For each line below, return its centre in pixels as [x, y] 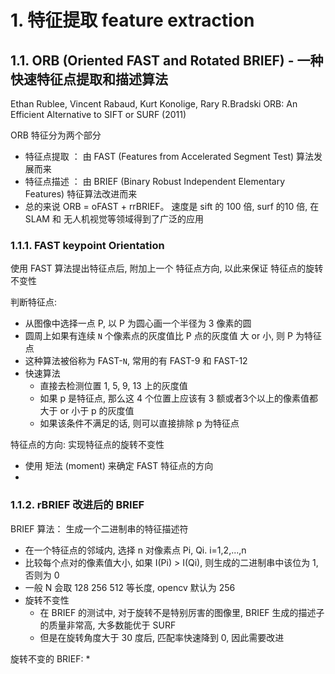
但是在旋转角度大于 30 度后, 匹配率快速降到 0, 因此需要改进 [162, 637]
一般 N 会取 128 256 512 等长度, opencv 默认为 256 [130, 587]
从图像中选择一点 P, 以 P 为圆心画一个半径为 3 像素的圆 [138, 323]
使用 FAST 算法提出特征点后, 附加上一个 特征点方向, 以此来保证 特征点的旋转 [167, 268]
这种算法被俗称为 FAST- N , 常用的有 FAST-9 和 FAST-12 [136, 361]
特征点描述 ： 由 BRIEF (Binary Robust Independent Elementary [155, 181]
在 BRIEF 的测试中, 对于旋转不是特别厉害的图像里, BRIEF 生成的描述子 [182, 612]
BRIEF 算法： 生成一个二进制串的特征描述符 [99, 528]
